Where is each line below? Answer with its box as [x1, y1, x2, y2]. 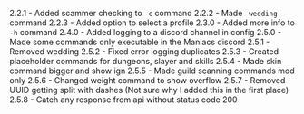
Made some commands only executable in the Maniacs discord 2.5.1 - [9, 36, 270, 47]
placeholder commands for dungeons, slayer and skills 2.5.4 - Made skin [9, 56, 282, 66]
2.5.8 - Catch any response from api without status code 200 [9, 94, 238, 105]
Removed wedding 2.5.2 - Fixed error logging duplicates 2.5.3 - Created [9, 46, 279, 57]
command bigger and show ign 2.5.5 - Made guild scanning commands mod [9, 65, 295, 76]
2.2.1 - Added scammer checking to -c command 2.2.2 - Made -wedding [9, 8, 279, 18]
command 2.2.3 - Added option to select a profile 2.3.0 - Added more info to [9, 17, 295, 28]
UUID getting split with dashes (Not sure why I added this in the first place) [9, 85, 289, 95]
